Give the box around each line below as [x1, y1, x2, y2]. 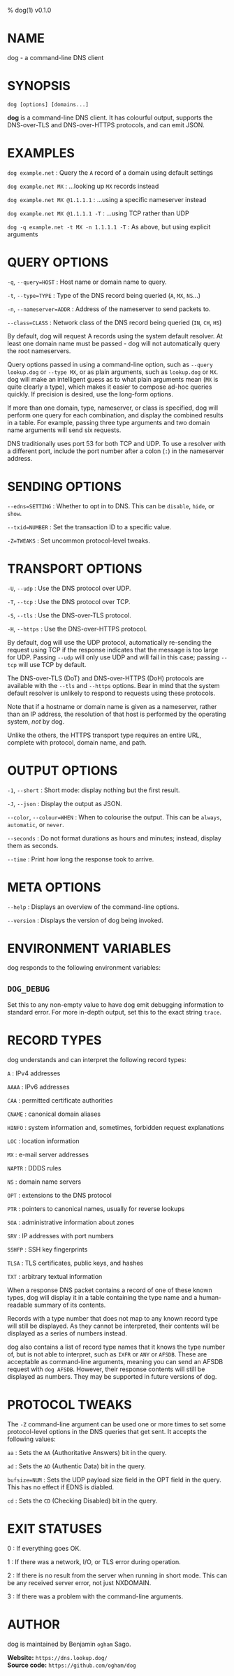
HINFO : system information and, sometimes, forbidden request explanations [7, 1124, 225, 1132]
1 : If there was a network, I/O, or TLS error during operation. [7, 1558, 182, 1566]
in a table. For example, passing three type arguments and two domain [7, 418, 211, 427]
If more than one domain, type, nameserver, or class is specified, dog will [7, 403, 219, 412]
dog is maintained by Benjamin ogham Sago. [7, 1640, 131, 1648]
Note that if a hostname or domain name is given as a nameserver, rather [7, 702, 217, 710]
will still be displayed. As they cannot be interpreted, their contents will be [7, 1322, 220, 1331]
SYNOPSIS [7, 78, 71, 94]
